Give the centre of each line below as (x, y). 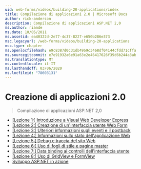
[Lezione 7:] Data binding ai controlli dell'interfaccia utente (71, 151)
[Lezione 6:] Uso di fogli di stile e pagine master (60, 146)
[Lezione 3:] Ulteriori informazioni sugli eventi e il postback (71, 130)
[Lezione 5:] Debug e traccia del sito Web (54, 141)
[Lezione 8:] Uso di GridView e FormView (53, 156)
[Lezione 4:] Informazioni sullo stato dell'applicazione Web (71, 135)
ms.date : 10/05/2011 (26, 32)
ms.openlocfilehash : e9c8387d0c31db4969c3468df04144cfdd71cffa (71, 50)
